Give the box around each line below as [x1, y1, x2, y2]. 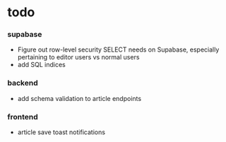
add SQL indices [17, 61, 66, 69]
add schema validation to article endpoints [17, 94, 142, 102]
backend [7, 78, 38, 88]
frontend [7, 112, 39, 122]
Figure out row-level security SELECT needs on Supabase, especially [17, 45, 220, 54]
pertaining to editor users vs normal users [17, 53, 140, 61]
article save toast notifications [17, 128, 106, 136]
